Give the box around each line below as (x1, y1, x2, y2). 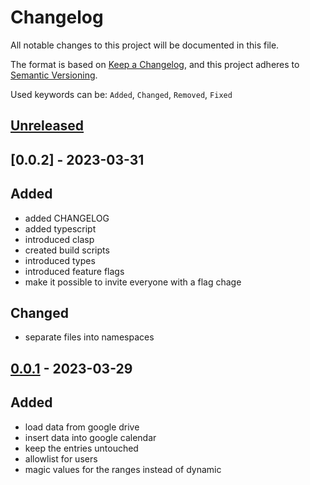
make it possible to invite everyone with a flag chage (24, 276, 242, 288)
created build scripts (24, 244, 110, 256)
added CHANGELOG (24, 212, 110, 224)
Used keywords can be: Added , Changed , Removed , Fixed (10, 88, 233, 100)
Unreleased (10, 117, 85, 135)
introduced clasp (24, 233, 95, 245)
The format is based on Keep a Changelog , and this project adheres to (10, 58, 300, 70)
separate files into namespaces (24, 331, 155, 343)
